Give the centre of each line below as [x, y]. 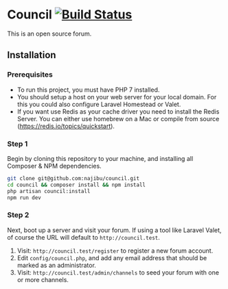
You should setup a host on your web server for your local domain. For [117, 97]
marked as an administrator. [56, 265]
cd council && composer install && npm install [77, 185]
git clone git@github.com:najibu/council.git [73, 178]
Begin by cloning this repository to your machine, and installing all [100, 158]
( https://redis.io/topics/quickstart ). [66, 126]
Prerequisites [30, 75]
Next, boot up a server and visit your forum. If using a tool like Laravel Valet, [114, 230]
